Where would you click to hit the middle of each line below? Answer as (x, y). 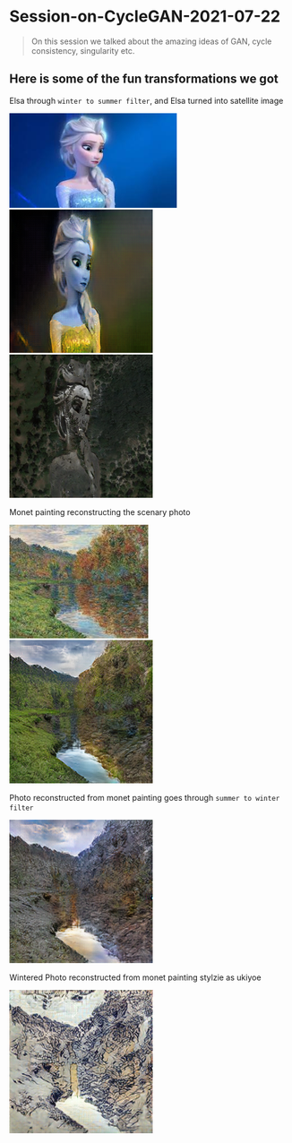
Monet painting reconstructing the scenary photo (100, 511)
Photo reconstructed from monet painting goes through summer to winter (145, 797)
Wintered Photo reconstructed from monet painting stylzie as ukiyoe (135, 977)
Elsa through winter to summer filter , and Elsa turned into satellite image (146, 100)
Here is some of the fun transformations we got (144, 79)
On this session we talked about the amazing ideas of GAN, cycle (151, 41)
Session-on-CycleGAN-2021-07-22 (145, 17)
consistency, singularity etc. (83, 50)
